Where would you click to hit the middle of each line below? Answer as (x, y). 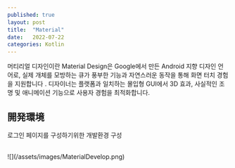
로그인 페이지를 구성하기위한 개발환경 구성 (65, 135)
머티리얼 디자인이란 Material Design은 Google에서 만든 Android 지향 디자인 (112, 66)
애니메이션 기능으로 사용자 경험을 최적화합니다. (86, 93)
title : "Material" (36, 30)
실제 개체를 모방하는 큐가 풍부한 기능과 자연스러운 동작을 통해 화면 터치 (119, 75)
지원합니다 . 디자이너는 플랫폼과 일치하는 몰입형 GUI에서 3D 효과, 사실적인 (116, 84)
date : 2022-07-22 (36, 37)
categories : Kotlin (36, 45)
